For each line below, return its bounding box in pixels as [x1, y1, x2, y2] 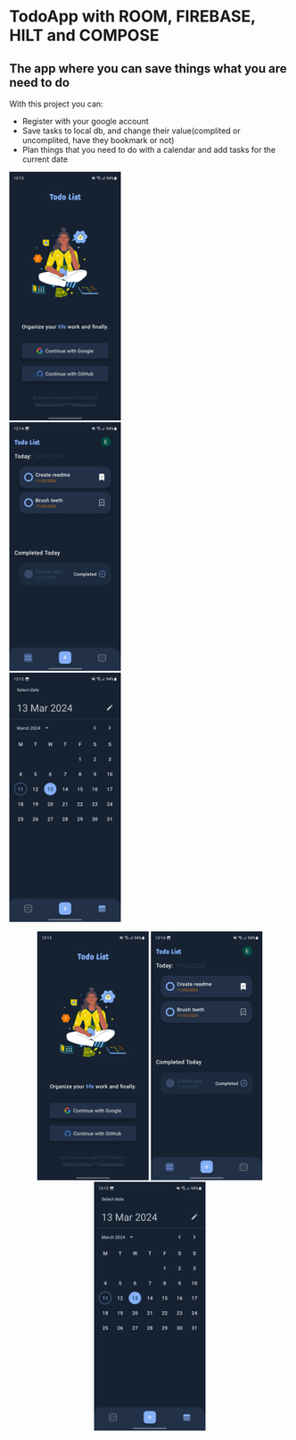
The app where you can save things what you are [9, 61, 287, 76]
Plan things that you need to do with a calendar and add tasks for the [21, 145, 276, 155]
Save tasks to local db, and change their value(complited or [21, 125, 241, 136]
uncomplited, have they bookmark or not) [21, 135, 175, 145]
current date [21, 154, 69, 165]
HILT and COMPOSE [9, 25, 160, 46]
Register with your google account [21, 116, 149, 126]
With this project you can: [9, 98, 104, 109]
